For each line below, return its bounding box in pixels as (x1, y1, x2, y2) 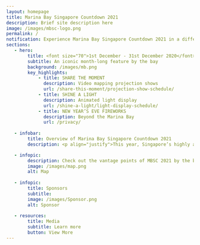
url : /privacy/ (43, 120, 82, 125)
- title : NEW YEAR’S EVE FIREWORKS (37, 108, 127, 114)
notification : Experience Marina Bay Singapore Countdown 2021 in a (6, 36, 180, 42)
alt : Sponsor (27, 202, 60, 208)
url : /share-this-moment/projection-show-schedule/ (43, 86, 174, 92)
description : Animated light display (43, 97, 137, 103)
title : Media (27, 218, 60, 225)
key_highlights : (27, 70, 68, 76)
